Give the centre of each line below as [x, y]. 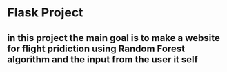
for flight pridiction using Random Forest [96, 48]
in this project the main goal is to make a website [114, 38]
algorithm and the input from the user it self [103, 59]
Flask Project [45, 13]
